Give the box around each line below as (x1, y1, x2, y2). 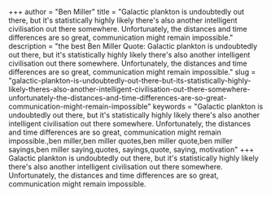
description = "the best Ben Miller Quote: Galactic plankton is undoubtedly (8, 41, 258, 51)
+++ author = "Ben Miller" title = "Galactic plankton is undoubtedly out (8, 7, 245, 16)
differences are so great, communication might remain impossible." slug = (8, 67, 256, 76)
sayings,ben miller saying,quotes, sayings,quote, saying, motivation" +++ (8, 145, 255, 154)
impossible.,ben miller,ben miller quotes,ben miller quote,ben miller (8, 136, 234, 145)
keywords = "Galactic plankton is (152, 101, 264, 111)
